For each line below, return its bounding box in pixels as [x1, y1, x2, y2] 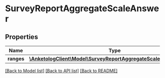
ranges [7, 56, 25, 62]
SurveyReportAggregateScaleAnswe [5, 3, 160, 14]
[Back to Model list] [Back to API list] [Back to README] [5, 68, 118, 74]
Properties [5, 33, 38, 41]
